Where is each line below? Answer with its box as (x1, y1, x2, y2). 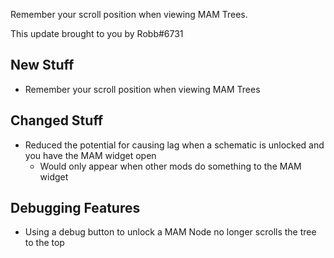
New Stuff (10, 57, 75, 74)
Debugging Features (10, 200, 141, 217)
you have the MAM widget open (24, 149, 157, 161)
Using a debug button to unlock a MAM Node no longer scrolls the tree (24, 226, 317, 238)
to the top (24, 237, 65, 249)
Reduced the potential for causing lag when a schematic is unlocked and (24, 139, 325, 151)
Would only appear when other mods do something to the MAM (39, 160, 302, 172)
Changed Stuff (10, 112, 104, 129)
